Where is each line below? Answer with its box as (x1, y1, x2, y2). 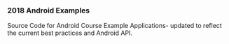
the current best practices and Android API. (7, 29, 133, 37)
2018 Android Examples (7, 6, 90, 15)
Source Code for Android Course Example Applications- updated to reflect (7, 22, 222, 30)
